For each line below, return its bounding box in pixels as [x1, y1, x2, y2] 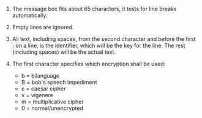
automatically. [12, 12, 48, 19]
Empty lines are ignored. [12, 24, 74, 31]
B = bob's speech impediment [21, 79, 97, 86]
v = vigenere [21, 92, 54, 98]
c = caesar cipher [21, 85, 66, 92]
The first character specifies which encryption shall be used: [12, 61, 166, 67]
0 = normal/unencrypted [21, 105, 84, 112]
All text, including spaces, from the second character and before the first [12, 35, 196, 42]
